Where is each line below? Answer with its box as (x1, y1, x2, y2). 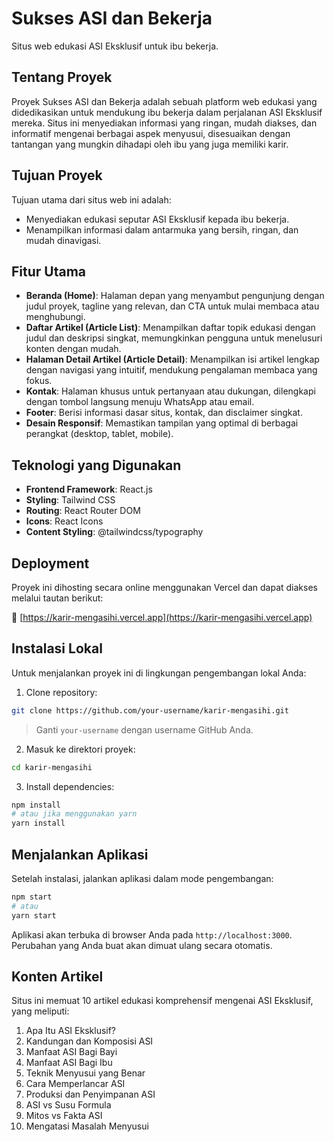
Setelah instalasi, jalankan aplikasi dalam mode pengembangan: (11, 873, 274, 884)
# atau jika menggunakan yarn (11, 809, 138, 819)
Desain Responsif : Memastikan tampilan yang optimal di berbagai (25, 417, 299, 429)
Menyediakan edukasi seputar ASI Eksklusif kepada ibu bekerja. (25, 213, 290, 225)
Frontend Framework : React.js (25, 483, 153, 496)
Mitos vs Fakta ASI (25, 1110, 103, 1122)
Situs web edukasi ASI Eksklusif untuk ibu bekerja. (11, 40, 219, 52)
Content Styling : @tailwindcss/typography (25, 526, 204, 538)
